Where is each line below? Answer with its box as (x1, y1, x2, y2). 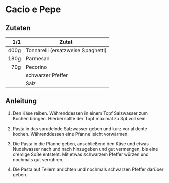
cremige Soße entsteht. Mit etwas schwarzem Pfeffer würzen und (12, 151, 149, 157)
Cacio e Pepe (5, 4, 61, 15)
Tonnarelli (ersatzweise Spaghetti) (25, 47, 107, 54)
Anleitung (5, 97, 37, 105)
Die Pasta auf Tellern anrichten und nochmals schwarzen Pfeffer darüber (12, 166, 164, 172)
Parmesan (25, 55, 50, 62)
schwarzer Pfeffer (25, 72, 68, 79)
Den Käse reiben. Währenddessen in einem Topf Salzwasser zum (12, 110, 148, 116)
